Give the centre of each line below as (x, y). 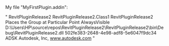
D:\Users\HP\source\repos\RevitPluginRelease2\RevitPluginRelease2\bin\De (84, 27)
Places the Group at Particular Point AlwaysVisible (58, 22)
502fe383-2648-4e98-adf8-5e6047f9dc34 (111, 33)
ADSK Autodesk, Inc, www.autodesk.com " (50, 38)
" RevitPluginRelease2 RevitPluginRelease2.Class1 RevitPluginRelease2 (79, 17)
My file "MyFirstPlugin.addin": (37, 7)
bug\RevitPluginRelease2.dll (35, 33)
